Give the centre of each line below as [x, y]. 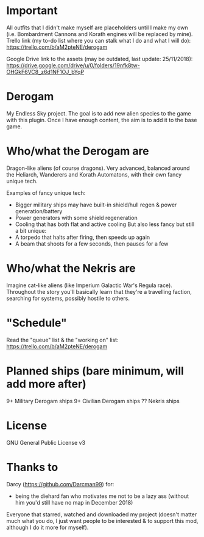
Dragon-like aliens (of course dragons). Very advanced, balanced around [98, 168]
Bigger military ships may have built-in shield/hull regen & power [96, 205]
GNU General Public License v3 [46, 442]
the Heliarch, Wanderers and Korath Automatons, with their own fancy [94, 174]
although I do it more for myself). [47, 527]
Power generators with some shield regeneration [76, 217]
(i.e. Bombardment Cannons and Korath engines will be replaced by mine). [100, 34]
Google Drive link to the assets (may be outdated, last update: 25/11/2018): [100, 59]
